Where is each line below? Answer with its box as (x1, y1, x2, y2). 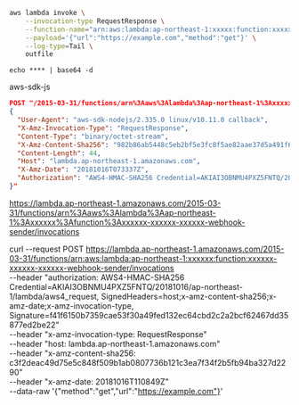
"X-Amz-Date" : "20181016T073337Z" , (17, 165, 149, 174)
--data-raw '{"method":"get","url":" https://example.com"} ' (9, 385, 223, 396)
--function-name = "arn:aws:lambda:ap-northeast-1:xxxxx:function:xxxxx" (25, 25, 296, 34)
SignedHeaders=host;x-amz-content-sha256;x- (101, 291, 278, 302)
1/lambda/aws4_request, (9, 291, 100, 302)
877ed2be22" (9, 319, 60, 330)
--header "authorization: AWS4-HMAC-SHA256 (9, 272, 185, 283)
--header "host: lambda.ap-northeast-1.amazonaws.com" (9, 338, 221, 349)
